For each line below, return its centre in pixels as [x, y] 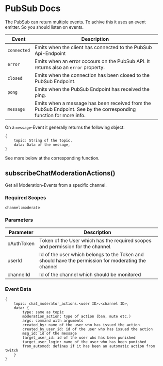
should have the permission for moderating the [93, 261]
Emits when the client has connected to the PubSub [93, 47]
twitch [12, 350]
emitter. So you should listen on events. [44, 27]
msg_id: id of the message [50, 333]
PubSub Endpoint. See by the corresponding [85, 109]
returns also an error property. [70, 67]
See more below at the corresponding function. [52, 158]
